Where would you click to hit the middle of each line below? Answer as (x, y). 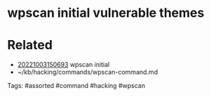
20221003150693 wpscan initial (63, 65)
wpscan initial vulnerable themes (106, 13)
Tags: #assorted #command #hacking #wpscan (76, 86)
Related (30, 45)
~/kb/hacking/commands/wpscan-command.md (88, 72)
